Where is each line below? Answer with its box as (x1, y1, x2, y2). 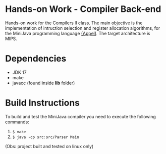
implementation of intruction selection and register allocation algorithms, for (5, 25, 160, 31)
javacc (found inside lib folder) (12, 80, 75, 86)
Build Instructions (5, 98, 80, 108)
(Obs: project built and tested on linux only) (5, 143, 94, 149)
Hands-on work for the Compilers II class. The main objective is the (5, 20, 143, 26)
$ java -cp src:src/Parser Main (12, 135, 79, 140)
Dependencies (5, 53, 66, 64)
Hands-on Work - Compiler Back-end (5, 3, 162, 15)
